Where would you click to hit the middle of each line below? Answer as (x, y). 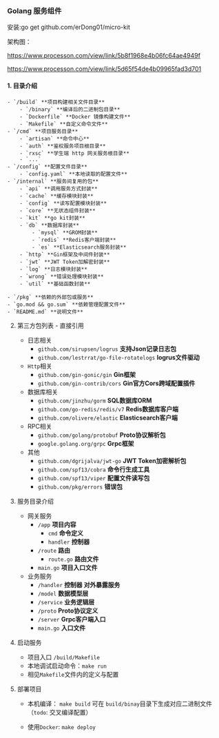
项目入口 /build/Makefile (63, 657)
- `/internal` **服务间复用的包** (53, 181)
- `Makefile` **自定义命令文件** (64, 124)
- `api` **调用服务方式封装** (59, 188)
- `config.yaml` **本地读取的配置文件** (73, 174)
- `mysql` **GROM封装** (65, 232)
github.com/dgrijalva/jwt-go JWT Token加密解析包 (112, 460)
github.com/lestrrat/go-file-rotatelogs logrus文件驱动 (118, 357)
